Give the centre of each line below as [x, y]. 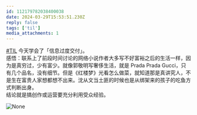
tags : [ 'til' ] [23, 28]
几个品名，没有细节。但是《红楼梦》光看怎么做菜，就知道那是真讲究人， [98, 73]
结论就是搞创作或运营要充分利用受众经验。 [57, 95]
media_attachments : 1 [33, 33]
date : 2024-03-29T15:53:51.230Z [45, 17]
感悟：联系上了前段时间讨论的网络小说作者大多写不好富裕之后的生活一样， [96, 58]
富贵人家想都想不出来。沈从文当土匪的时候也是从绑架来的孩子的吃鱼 [103, 80]
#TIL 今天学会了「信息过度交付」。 [47, 51]
